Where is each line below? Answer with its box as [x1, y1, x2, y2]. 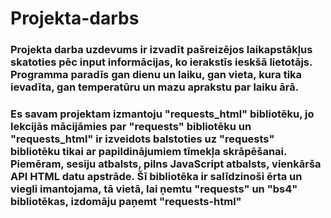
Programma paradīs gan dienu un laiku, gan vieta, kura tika [10, 68, 303, 82]
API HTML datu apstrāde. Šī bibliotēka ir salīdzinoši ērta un [10, 170, 303, 184]
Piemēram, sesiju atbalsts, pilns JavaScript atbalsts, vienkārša [10, 157, 322, 171]
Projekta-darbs [10, 7, 140, 30]
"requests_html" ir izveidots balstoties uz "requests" [10, 132, 275, 146]
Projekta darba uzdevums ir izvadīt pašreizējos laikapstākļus [10, 43, 313, 57]
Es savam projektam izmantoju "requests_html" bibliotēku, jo [10, 107, 315, 121]
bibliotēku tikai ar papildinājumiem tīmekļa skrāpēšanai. [10, 145, 287, 159]
